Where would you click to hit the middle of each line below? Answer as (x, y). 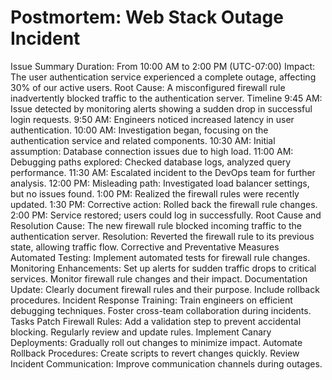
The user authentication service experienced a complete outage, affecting (163, 77)
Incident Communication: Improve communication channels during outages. (166, 363)
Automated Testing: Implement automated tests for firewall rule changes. (160, 257)
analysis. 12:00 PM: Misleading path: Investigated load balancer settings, (160, 183)
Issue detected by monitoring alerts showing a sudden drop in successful (161, 108)
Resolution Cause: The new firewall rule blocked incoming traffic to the (156, 225)
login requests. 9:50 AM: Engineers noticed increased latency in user (152, 119)
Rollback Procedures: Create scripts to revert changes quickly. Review (155, 353)
